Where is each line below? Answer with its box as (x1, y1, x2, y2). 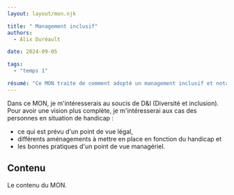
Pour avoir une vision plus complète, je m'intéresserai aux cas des (7, 106, 197, 115)
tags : (7, 61, 23, 68)
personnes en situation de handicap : (7, 114, 114, 122)
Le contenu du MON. (7, 180, 68, 189)
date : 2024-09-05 (7, 48, 58, 56)
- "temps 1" (13, 68, 49, 75)
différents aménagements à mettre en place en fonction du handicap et (17, 134, 221, 143)
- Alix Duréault (13, 36, 61, 42)
